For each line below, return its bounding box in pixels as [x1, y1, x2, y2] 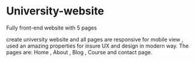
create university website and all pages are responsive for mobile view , [6, 36, 184, 43]
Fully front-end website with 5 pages [6, 24, 97, 31]
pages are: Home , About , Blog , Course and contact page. [6, 48, 152, 55]
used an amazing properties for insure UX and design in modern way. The [6, 42, 189, 49]
